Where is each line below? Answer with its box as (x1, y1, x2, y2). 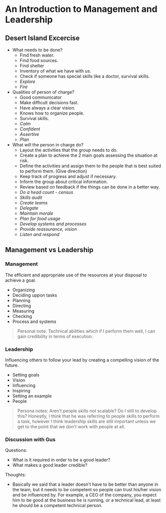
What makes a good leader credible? (12, 462, 88, 468)
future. (5, 362, 19, 368)
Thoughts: (5, 472, 26, 478)
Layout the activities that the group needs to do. (19, 147, 118, 153)
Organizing (12, 287, 35, 293)
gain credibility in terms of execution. (17, 333, 93, 339)
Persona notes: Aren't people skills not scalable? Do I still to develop (17, 408, 157, 414)
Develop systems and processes (19, 221, 87, 227)
